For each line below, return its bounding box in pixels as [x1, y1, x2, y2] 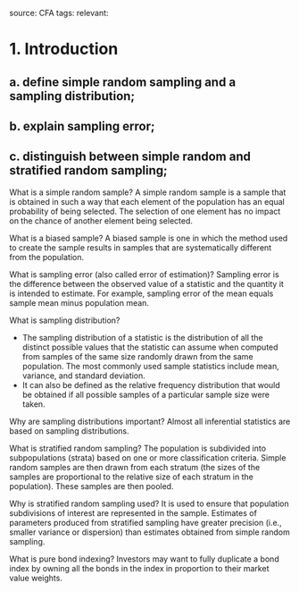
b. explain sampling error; [9, 118, 155, 133]
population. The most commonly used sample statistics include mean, [21, 360, 279, 371]
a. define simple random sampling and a [9, 74, 237, 89]
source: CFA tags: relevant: [9, 8, 109, 18]
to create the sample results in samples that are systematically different [9, 241, 272, 253]
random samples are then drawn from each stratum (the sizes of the [9, 461, 261, 472]
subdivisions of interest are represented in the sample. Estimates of [9, 507, 257, 518]
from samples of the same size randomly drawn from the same [21, 351, 253, 361]
